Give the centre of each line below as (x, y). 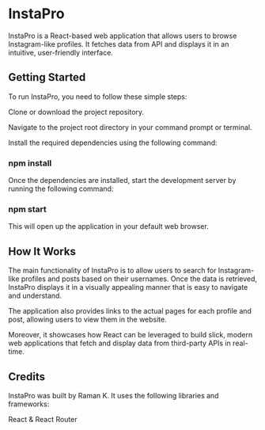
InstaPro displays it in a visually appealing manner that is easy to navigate (128, 287)
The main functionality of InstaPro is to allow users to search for (112, 271)
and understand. (35, 296)
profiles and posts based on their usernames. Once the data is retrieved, (139, 279)
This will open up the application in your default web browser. (109, 226)
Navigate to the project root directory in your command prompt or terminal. (130, 127)
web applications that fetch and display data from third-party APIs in (119, 343)
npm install (30, 163)
